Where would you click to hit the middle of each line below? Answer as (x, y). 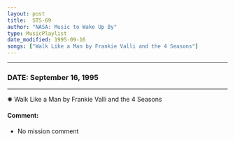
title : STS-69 (29, 20)
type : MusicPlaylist (37, 33)
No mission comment (48, 131)
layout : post (26, 14)
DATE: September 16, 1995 (53, 77)
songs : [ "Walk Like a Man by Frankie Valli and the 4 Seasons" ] (103, 46)
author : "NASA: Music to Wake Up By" (62, 27)
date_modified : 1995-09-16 (47, 40)
